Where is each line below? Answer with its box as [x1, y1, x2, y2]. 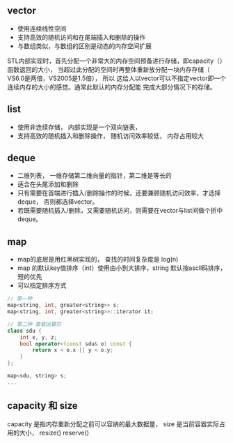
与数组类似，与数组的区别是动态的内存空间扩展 [17, 41, 152, 50]
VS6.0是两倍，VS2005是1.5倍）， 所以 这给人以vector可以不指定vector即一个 [7, 74, 226, 82]
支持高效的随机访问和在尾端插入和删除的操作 [17, 33, 146, 41]
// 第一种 [7, 295, 33, 302]
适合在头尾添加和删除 [17, 180, 79, 188]
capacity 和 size [7, 400, 78, 412]
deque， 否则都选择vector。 [17, 197, 99, 206]
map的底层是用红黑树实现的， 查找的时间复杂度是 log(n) [17, 255, 179, 264]
